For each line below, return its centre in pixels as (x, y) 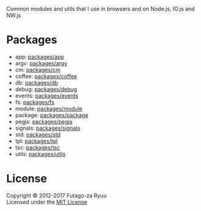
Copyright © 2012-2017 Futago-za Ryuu (57, 195)
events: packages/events (47, 95)
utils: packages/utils (40, 154)
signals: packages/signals (48, 128)
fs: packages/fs (35, 102)
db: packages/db (37, 82)
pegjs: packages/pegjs (44, 121)
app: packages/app (40, 57)
